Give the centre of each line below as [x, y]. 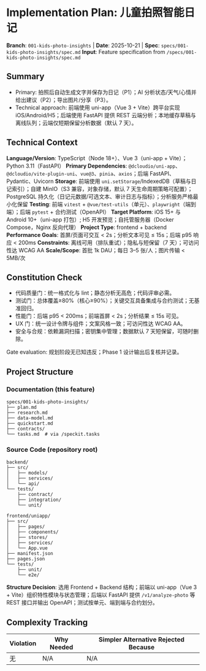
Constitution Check [44, 277]
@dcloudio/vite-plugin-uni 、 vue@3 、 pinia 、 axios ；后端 [78, 173]
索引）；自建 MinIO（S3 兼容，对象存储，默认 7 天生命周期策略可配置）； [102, 188]
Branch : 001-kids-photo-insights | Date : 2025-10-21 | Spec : [83, 45]
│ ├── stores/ [27, 538]
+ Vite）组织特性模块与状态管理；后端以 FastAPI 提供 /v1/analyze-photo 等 [101, 595]
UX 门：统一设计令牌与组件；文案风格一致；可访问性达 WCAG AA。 [101, 324]
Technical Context [42, 143]
